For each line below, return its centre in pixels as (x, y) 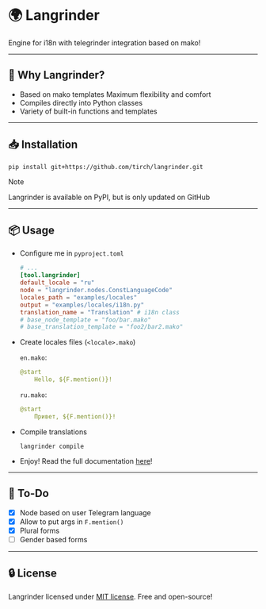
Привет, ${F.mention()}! (75, 416)
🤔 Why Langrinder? (57, 75)
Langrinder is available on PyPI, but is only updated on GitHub (109, 197)
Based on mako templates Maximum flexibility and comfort (115, 94)
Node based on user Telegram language (85, 512)
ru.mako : (33, 395)
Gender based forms (53, 539)
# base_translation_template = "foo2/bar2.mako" (101, 327)
